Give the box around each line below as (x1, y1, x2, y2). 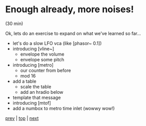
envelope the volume (20, 51, 65, 57)
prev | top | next (5, 115, 39, 121)
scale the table (20, 83, 52, 90)
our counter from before (20, 67, 71, 73)
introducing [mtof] (12, 99, 51, 106)
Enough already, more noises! (5, 4, 134, 15)
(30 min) (5, 20, 23, 27)
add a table (12, 78, 37, 84)
